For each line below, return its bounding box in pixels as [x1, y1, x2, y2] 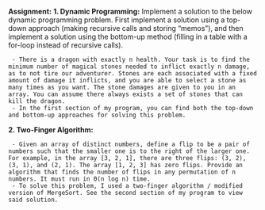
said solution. [8, 196, 59, 204]
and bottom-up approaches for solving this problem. [8, 111, 186, 119]
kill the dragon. [8, 97, 66, 105]
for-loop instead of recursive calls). [8, 40, 124, 50]
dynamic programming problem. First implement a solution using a [8, 15, 225, 25]
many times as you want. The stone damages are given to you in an [8, 83, 236, 91]
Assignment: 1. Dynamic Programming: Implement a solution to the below [8, 7, 252, 16]
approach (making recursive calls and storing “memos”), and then [28, 24, 244, 32]
